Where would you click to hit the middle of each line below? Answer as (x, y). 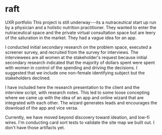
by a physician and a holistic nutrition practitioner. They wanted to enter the (81, 27)
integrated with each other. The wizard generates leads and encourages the (81, 103)
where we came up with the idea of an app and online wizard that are (74, 97)
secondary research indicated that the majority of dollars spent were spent (80, 62)
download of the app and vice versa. (42, 108)
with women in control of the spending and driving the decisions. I (71, 67)
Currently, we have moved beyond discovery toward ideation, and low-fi (77, 117)
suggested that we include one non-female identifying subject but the (75, 73)
